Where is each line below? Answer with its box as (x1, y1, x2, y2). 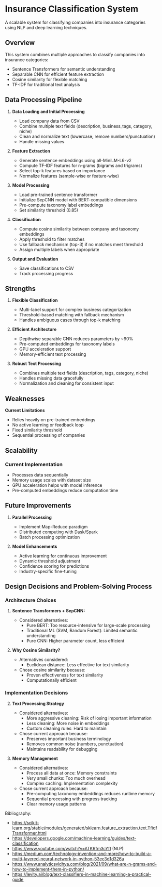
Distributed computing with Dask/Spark (19, 529, 98, 535)
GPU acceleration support (19, 346, 71, 352)
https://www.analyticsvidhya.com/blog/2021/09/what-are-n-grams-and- (12, 861, 157, 867)
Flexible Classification (12, 297, 58, 303)
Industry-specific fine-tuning (19, 568, 77, 574)
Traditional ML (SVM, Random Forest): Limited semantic (26, 627, 138, 634)
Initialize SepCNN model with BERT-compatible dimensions (19, 197, 137, 202)
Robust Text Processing (12, 361, 61, 367)
